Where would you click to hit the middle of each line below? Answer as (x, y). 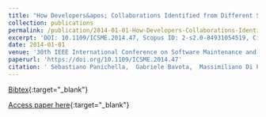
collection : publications (51, 23)
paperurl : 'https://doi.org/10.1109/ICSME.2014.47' (95, 60)
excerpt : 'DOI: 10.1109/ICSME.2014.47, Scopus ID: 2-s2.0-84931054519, (129, 38)
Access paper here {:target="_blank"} (69, 104)
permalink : (26, 30)
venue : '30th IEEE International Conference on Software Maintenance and (133, 52)
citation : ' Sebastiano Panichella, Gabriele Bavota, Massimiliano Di (131, 67)
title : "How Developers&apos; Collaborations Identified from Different (131, 15)
